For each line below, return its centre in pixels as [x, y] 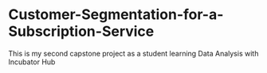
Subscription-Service [81, 31]
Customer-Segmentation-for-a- [116, 15]
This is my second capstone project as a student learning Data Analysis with [133, 53]
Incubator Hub [32, 62]
